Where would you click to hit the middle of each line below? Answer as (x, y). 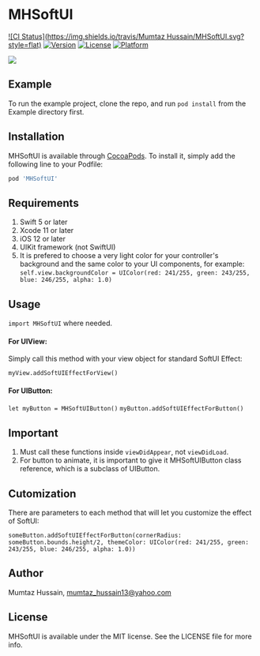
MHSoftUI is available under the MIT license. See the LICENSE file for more (130, 636)
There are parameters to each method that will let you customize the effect (130, 513)
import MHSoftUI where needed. (60, 323)
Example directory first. (46, 111)
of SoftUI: (24, 521)
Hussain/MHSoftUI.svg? (205, 36)
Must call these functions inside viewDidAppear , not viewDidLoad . (124, 452)
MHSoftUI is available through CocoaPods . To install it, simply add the (122, 156)
